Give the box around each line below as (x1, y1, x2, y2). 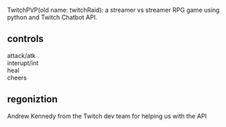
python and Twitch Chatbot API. (7, 13, 98, 21)
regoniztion (7, 93, 58, 106)
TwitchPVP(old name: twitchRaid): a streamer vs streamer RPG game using (7, 6, 220, 14)
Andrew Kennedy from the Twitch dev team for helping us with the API (7, 112, 207, 120)
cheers (7, 73, 28, 81)
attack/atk (7, 51, 36, 59)
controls (7, 33, 44, 45)
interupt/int (7, 59, 39, 67)
